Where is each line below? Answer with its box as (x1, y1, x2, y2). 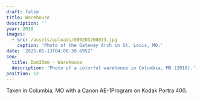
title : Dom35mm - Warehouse (11, 59, 83, 65)
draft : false (6, 8, 39, 15)
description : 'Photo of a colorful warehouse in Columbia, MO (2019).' (11, 64, 196, 71)
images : (6, 31, 26, 37)
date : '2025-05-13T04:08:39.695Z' (6, 48, 94, 54)
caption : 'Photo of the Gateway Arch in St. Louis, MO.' (17, 43, 164, 49)
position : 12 (6, 70, 39, 77)
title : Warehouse (6, 14, 50, 20)
